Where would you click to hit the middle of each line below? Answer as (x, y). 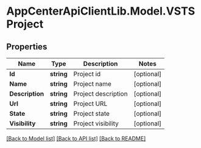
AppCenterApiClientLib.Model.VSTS (101, 11)
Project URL (90, 104)
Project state (91, 114)
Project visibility (96, 123)
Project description (100, 94)
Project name (92, 84)
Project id (87, 74)
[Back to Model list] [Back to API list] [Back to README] (76, 139)
